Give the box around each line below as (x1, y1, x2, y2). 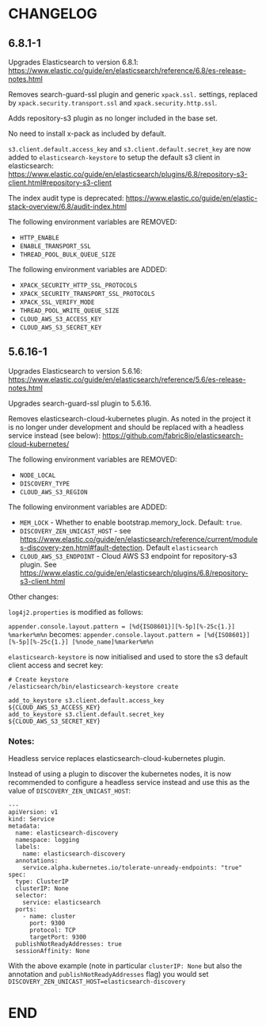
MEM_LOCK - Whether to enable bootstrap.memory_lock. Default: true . (19, 517, 243, 527)
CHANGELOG (8, 5, 97, 23)
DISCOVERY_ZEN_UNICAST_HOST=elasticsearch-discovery (8, 978, 186, 986)
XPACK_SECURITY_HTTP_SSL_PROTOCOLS (19, 282, 138, 290)
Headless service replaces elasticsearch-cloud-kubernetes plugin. (8, 754, 226, 763)
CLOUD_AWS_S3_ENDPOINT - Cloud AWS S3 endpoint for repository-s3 (19, 551, 237, 560)
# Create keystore (8, 675, 69, 683)
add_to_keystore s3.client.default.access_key (8, 696, 165, 705)
